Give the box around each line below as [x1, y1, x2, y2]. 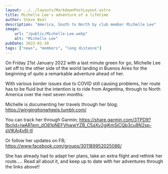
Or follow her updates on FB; [5, 137, 66, 143]
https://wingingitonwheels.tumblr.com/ [5, 106, 87, 113]
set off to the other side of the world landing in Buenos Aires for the [5, 65, 148, 71]
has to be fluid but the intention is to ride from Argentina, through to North [5, 85, 161, 92]
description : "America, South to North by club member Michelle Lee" [5, 21, 157, 27]
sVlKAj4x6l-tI [5, 127, 33, 134]
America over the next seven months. [5, 91, 84, 97]
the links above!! [5, 163, 40, 169]
